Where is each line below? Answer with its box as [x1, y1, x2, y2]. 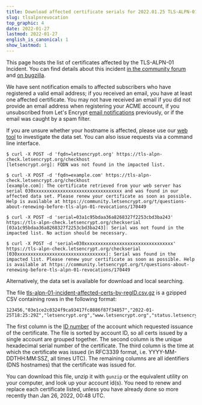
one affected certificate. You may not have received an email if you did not [6, 96, 191, 103]
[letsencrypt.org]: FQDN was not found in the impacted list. [6, 162, 165, 168]
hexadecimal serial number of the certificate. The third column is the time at [6, 342, 194, 349]
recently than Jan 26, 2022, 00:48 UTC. [6, 392, 105, 399]
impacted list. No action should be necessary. [6, 230, 128, 236]
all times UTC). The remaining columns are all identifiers [50, 355, 189, 362]
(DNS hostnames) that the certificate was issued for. [6, 361, 136, 368]
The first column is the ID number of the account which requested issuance [6, 323, 194, 330]
